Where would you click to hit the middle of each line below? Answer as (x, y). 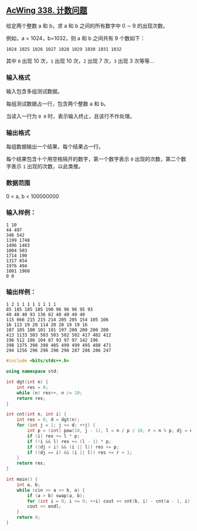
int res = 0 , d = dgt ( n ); (48, 420)
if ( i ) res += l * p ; (54, 436)
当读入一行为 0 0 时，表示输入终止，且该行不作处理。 (71, 117)
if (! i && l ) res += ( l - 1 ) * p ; (69, 441)
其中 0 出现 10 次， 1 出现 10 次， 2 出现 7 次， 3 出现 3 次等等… (80, 61)
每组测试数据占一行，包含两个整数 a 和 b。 (58, 104)
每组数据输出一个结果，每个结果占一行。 (55, 147)
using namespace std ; (33, 371)
